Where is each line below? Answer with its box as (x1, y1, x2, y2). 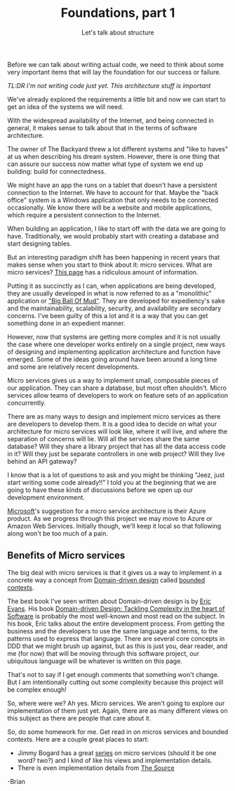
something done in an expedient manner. (7, 319, 126, 327)
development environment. (7, 493, 86, 501)
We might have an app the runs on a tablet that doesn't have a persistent (7, 181, 217, 189)
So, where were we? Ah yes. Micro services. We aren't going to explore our (7, 699, 225, 707)
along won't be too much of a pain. (7, 529, 109, 538)
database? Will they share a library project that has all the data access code (7, 442, 226, 450)
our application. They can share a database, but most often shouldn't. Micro (7, 384, 227, 392)
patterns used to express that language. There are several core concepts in (7, 634, 225, 643)
